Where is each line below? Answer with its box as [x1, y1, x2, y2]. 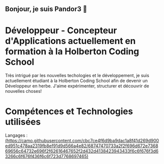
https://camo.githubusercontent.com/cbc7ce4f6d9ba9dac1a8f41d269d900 [6, 138, 159, 144]
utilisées [5, 116, 41, 127]
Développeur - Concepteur [5, 25, 117, 36]
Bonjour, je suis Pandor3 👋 [5, 5, 88, 13]
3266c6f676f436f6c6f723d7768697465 [5, 154, 87, 160]
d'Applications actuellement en [5, 35, 136, 46]
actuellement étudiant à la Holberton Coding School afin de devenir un [5, 78, 148, 84]
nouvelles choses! [5, 88, 42, 94]
